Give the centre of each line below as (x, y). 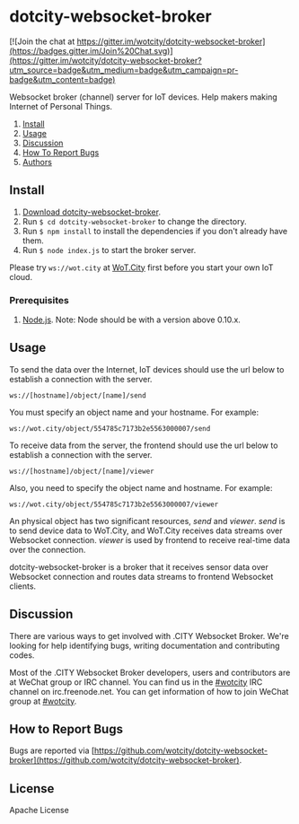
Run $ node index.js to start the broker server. (109, 250)
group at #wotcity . (43, 701)
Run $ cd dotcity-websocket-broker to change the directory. (134, 221)
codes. (22, 655)
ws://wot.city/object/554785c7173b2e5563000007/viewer (114, 504)
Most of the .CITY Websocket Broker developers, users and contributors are (150, 672)
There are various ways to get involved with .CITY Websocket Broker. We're (149, 636)
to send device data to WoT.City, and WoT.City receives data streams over (146, 530)
